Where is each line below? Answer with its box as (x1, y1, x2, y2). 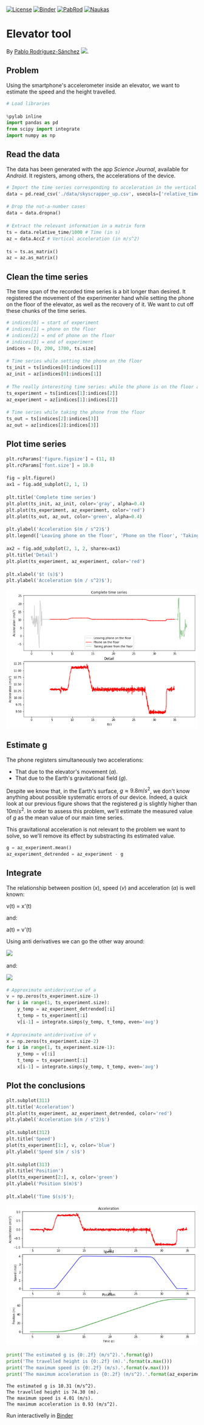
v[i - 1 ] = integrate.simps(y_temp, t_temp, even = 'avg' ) (17, 1019, 159, 1025)
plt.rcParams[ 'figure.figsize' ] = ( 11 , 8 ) (6, 456, 115, 462)
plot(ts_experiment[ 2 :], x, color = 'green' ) (6, 1174, 118, 1181)
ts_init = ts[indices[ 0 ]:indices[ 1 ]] (6, 364, 102, 371)
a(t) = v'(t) (6, 926, 32, 933)
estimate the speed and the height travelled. (6, 88, 117, 95)
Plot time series (6, 439, 67, 449)
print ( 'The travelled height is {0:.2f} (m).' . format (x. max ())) (6, 1358, 172, 1364)
